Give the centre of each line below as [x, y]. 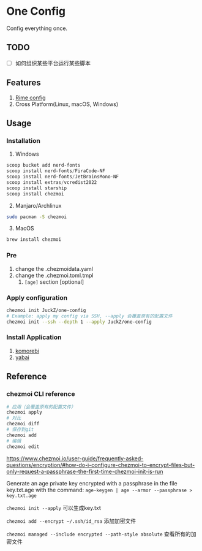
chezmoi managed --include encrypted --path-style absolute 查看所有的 [99, 534]
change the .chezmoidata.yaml [54, 268]
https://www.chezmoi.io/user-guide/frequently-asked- [75, 458]
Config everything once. [37, 28]
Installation [24, 140]
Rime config [30, 97]
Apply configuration [37, 297]
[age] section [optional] [54, 282]
